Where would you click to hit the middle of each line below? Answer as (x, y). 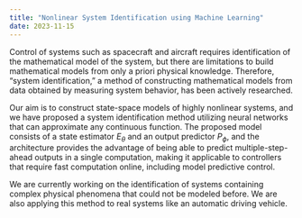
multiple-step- (261, 148)
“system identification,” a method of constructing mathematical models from (151, 80)
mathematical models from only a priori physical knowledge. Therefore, (142, 71)
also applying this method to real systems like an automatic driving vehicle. (149, 204)
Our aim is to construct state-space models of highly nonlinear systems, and (151, 107)
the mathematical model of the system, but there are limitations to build (142, 61)
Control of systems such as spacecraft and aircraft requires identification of (150, 51)
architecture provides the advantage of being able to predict (121, 148)
